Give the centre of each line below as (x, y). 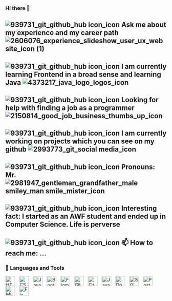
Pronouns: (138, 167)
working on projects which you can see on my (80, 142)
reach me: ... (26, 253)
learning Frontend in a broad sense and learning (83, 74)
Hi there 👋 (18, 8)
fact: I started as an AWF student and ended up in (86, 217)
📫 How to (137, 243)
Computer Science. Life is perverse (63, 225)
